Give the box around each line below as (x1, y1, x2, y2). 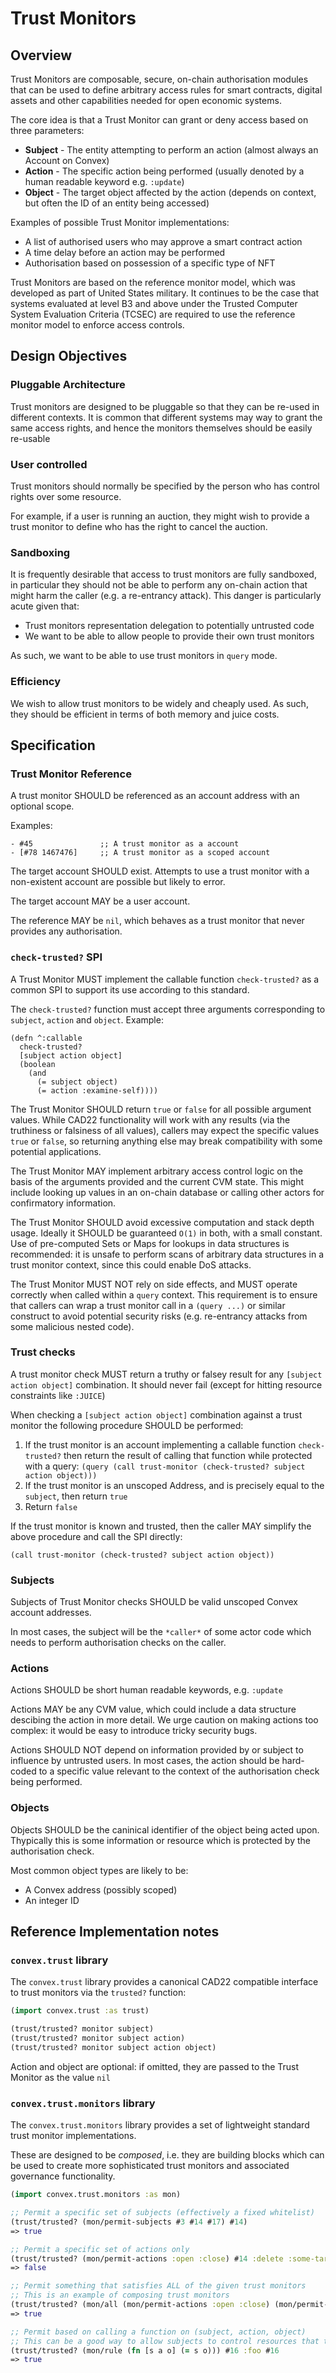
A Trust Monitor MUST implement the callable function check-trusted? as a (10, 973, 320, 985)
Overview (10, 47, 73, 64)
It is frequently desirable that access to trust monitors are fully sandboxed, (10, 568, 317, 581)
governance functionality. (10, 2170, 116, 2182)
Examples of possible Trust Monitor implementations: (10, 217, 230, 228)
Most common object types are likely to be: (10, 1864, 189, 1876)
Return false (24, 1500, 78, 1512)
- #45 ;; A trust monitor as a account (10, 839, 240, 849)
